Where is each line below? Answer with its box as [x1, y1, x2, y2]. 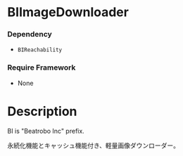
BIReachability [17, 46, 63, 53]
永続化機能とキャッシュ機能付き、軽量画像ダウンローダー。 [7, 141, 179, 150]
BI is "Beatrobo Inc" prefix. [7, 126, 84, 135]
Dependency [7, 30, 53, 39]
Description [7, 103, 77, 119]
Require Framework [7, 63, 76, 72]
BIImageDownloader [7, 4, 129, 20]
